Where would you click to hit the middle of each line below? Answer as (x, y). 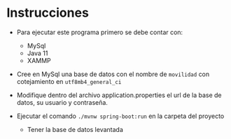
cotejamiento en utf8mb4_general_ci (69, 81)
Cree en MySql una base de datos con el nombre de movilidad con (113, 74)
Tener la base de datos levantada (75, 129)
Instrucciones (48, 13)
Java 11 (37, 53)
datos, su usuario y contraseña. (62, 102)
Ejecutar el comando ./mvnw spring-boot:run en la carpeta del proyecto (120, 116)
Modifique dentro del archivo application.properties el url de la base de (119, 95)
